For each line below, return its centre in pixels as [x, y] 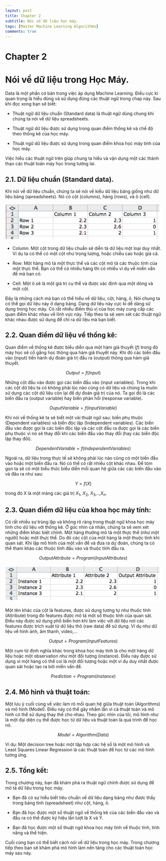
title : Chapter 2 [23, 16]
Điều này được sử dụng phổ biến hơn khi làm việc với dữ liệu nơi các [75, 621]
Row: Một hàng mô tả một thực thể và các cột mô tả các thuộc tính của [85, 263]
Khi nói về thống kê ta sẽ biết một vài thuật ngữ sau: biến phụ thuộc [74, 417]
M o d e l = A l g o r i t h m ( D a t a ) [83, 735]
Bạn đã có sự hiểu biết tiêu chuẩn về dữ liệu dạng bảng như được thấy [84, 797]
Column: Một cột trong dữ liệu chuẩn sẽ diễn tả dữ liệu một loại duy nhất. [87, 248]
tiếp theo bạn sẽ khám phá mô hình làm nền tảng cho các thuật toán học [79, 848]
